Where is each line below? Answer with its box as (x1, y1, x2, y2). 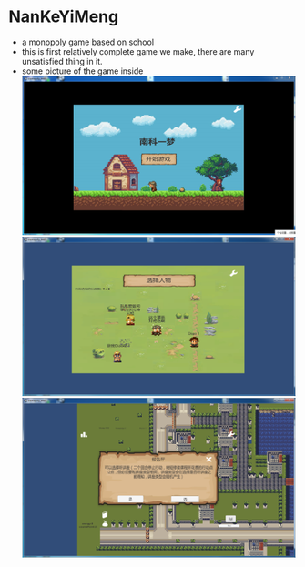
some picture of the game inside (21, 66, 144, 76)
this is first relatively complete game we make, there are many (21, 46, 255, 56)
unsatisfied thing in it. (21, 56, 103, 66)
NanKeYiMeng (8, 6, 119, 27)
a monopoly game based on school (21, 36, 155, 47)
